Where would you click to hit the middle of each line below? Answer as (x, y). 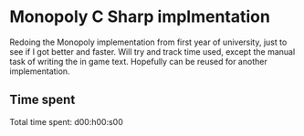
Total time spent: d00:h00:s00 (66, 121)
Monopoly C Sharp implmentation (140, 17)
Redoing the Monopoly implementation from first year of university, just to (148, 42)
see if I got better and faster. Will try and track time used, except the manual (152, 51)
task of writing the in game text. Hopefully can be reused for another (138, 61)
